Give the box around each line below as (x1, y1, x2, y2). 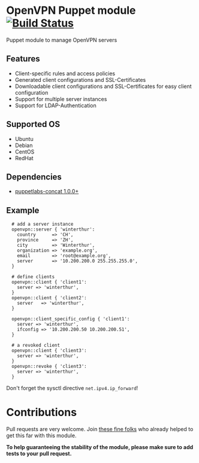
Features (6, 54, 40, 64)
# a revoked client (11, 343, 61, 349)
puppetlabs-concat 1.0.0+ (14, 188, 79, 195)
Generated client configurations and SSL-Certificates (14, 76, 146, 83)
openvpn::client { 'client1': (11, 279, 87, 285)
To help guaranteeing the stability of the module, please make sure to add (6, 444, 194, 451)
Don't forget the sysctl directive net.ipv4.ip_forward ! (6, 385, 138, 392)
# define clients (11, 274, 55, 280)
